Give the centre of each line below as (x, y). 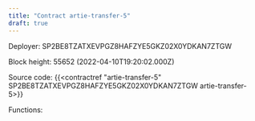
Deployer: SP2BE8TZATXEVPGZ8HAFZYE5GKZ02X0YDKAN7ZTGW (120, 46)
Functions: (26, 110)
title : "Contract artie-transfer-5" (69, 16)
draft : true (28, 23)
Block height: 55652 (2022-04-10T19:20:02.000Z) (91, 62)
